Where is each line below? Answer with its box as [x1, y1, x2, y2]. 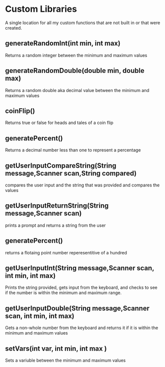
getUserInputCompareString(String [5, 161, 117, 170]
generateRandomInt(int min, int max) [5, 39, 121, 48]
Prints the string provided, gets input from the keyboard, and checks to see [5, 284, 158, 291]
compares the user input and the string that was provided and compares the [5, 182, 160, 188]
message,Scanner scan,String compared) [5, 169, 137, 178]
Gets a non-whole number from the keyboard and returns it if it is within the [5, 325, 159, 331]
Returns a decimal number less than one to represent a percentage [5, 147, 141, 153]
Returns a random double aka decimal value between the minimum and [5, 87, 149, 93]
